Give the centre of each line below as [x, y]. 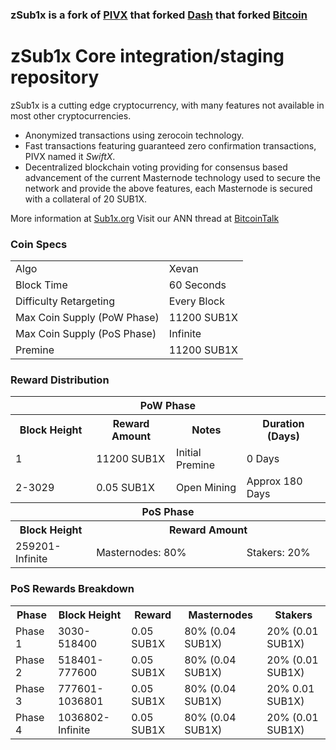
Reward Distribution [60, 380]
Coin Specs [39, 244]
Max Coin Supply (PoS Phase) [86, 334]
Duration [283, 424]
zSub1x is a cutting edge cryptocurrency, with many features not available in [167, 105]
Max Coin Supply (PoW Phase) [87, 318]
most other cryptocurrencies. [71, 115]
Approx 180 [274, 481]
